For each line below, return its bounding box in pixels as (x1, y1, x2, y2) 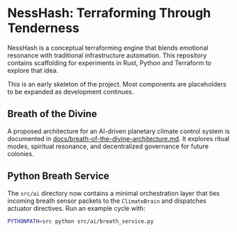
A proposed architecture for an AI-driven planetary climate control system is (7, 126, 231, 136)
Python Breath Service (7, 170, 110, 182)
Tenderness (7, 20, 80, 36)
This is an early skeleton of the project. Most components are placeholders (7, 79, 227, 88)
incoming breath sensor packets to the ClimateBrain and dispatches (7, 197, 207, 205)
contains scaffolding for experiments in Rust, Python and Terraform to (7, 58, 211, 67)
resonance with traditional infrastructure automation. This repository (7, 51, 207, 60)
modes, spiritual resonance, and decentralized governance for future (7, 142, 209, 150)
